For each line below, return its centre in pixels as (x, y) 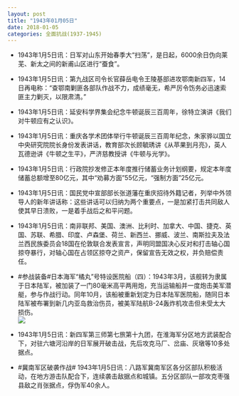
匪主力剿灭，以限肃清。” (52, 97)
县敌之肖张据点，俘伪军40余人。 (65, 385)
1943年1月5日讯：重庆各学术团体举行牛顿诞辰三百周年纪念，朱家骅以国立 (124, 136)
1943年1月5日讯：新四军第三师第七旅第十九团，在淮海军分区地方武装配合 (124, 335)
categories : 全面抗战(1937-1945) (55, 34)
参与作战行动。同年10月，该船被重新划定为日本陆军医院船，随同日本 (130, 295)
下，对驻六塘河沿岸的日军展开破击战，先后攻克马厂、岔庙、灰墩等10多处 (124, 343)
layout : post (27, 14)
